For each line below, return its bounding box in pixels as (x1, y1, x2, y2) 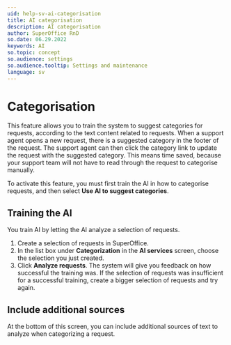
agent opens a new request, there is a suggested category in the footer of (7, 137, 219, 145)
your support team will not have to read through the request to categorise (7, 158, 218, 167)
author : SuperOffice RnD (7, 29, 79, 37)
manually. (7, 166, 35, 174)
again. (17, 284, 35, 292)
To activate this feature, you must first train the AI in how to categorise (7, 179, 209, 188)
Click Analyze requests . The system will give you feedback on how (17, 261, 212, 270)
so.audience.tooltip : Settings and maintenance (7, 62, 148, 69)
